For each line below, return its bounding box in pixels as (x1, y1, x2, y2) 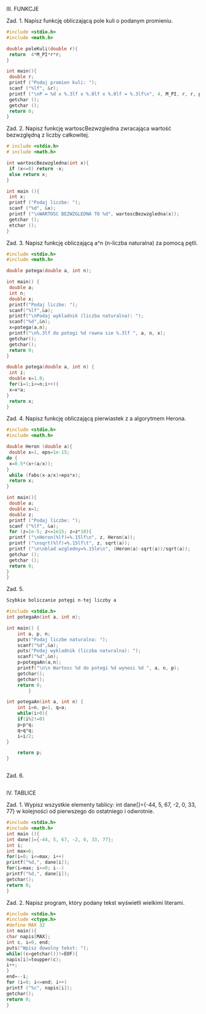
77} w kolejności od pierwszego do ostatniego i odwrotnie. (6, 807, 154, 815)
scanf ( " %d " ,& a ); (17, 642, 59, 649)
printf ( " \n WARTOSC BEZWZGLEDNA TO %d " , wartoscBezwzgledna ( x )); (9, 211, 180, 217)
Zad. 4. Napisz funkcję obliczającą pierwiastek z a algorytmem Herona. (6, 415, 186, 422)
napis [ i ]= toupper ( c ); (6, 956, 62, 963)
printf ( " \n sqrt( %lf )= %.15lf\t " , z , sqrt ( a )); (9, 540, 131, 546)
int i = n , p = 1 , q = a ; (17, 704, 67, 711)
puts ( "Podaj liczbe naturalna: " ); (17, 636, 109, 642)
